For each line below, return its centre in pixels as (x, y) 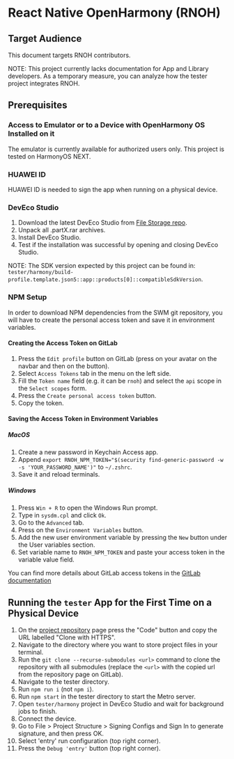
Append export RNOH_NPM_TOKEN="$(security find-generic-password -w (120, 460)
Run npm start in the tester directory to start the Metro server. (107, 696)
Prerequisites (38, 105)
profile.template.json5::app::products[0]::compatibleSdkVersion (104, 280)
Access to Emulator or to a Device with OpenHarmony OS (107, 125)
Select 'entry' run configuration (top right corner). (89, 741)
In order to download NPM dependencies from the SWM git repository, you (115, 312)
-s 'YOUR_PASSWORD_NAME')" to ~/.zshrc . (75, 467)
